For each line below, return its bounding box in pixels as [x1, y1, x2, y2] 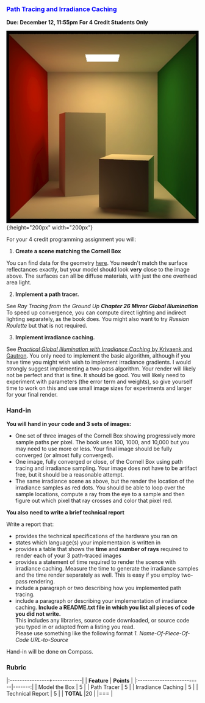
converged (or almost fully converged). [15, 451, 114, 459]
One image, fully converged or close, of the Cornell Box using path [15, 458, 183, 465]
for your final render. [6, 391, 58, 398]
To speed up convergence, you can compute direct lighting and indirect [6, 309, 186, 316]
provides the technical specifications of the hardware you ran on [15, 532, 178, 539]
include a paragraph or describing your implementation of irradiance [15, 597, 187, 604]
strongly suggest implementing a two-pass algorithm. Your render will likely [6, 365, 196, 372]
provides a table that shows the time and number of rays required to [15, 545, 189, 552]
